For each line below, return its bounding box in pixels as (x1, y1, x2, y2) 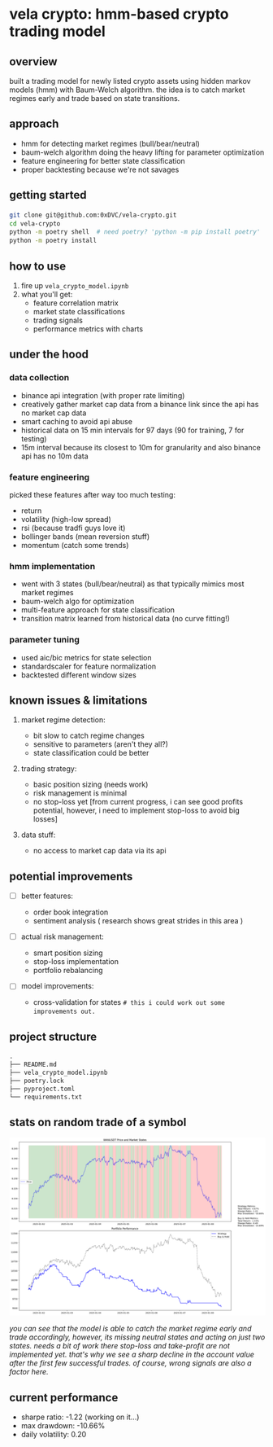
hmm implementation (9, 560, 96, 572)
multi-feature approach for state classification (20, 605, 175, 615)
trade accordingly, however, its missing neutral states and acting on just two (9, 1332, 266, 1342)
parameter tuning (9, 634, 80, 646)
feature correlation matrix (32, 298, 119, 308)
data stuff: (20, 830, 56, 840)
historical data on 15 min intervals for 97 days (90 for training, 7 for (20, 425, 245, 435)
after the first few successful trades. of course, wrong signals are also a (9, 1358, 252, 1368)
